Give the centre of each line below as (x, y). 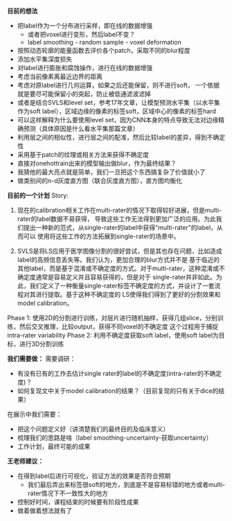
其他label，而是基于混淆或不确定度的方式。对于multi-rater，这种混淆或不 (121, 268)
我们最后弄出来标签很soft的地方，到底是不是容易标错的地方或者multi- (126, 485)
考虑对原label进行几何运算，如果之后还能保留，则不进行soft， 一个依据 (118, 85)
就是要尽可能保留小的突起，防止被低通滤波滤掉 (84, 94)
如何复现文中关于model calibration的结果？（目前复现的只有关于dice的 (118, 391)
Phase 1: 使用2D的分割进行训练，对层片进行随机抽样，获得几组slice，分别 (113, 318)
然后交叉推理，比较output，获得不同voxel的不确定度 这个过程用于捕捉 (119, 326)
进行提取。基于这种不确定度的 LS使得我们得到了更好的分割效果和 (128, 294)
